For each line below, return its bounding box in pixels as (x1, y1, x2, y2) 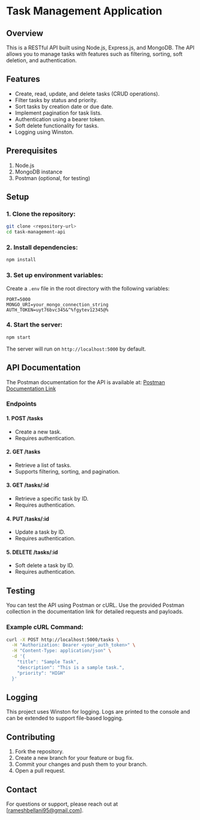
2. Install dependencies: (6, 243, 78, 252)
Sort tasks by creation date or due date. (14, 103, 114, 110)
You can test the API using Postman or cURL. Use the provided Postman (6, 601, 185, 609)
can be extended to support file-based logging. (6, 714, 124, 722)
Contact (6, 785, 37, 795)
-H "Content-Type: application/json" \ (11, 648, 112, 654)
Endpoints (6, 400, 37, 408)
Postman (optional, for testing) (14, 174, 91, 181)
